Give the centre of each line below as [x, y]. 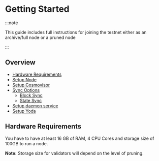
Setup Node [24, 79]
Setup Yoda [24, 111]
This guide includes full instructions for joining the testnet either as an [76, 32]
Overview [20, 63]
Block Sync [31, 95]
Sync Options [26, 90]
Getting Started [37, 9]
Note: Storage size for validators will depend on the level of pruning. [74, 153]
